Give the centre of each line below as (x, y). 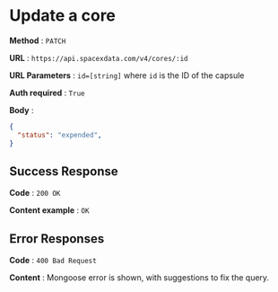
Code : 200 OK (35, 193)
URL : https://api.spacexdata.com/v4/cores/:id (99, 58)
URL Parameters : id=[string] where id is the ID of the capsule (127, 75)
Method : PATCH (38, 40)
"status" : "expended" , (60, 135)
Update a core (63, 16)
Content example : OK (49, 210)
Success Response (64, 171)
